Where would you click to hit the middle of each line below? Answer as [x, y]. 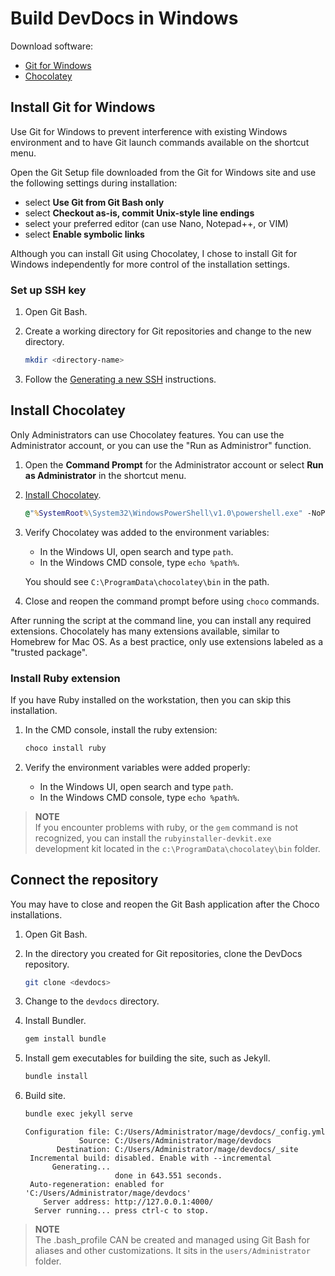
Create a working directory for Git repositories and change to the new [168, 331]
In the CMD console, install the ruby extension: [121, 729]
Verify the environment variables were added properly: [137, 767]
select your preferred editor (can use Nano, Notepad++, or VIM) [156, 223]
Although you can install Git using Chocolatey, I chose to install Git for [154, 253]
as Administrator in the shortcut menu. [105, 475]
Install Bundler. [55, 1021]
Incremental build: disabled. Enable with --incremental [150, 1158]
